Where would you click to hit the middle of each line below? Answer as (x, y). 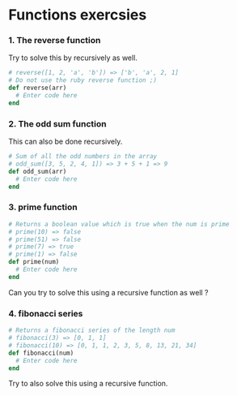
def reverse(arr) (38, 88)
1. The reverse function (55, 41)
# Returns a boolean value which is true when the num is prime (119, 224)
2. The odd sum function (57, 123)
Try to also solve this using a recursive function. (88, 384)
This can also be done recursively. (66, 142)
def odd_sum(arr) (38, 171)
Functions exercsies (78, 15)
